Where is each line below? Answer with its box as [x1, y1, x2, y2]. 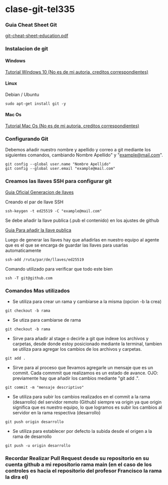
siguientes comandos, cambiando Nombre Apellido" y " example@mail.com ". [5, 152, 163, 158]
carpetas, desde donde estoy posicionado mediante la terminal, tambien [12, 341, 162, 347]
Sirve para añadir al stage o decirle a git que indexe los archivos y [12, 335, 149, 341]
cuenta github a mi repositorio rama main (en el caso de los [5, 461, 152, 468]
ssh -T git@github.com [5, 276, 53, 281]
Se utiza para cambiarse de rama [12, 317, 81, 323]
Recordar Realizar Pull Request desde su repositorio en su [5, 454, 149, 461]
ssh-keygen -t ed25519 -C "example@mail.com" [5, 208, 102, 213]
